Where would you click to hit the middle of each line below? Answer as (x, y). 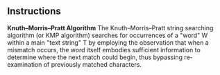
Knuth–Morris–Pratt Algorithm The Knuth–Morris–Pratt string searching (110, 28)
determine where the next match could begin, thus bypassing (95, 57)
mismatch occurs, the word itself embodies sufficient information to (104, 50)
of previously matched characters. (93, 64)
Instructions (34, 11)
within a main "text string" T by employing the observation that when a (108, 42)
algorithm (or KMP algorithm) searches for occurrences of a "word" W (108, 35)
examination (25, 64)
